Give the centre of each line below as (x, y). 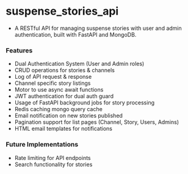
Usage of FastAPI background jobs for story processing (85, 103)
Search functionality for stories (53, 164)
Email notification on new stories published (69, 116)
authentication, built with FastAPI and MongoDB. (75, 34)
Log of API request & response (53, 77)
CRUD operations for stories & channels (65, 70)
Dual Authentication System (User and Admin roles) (79, 64)
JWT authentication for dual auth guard (64, 96)
